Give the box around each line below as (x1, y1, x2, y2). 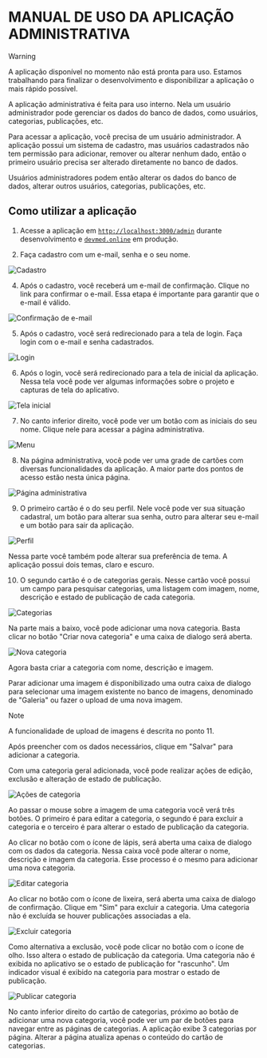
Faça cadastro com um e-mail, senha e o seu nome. (19, 249, 191, 259)
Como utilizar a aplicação (8, 205, 137, 218)
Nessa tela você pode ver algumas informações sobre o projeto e (19, 376, 235, 386)
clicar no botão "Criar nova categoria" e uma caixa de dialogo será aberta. (8, 631, 253, 641)
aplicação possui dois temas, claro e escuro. (8, 559, 155, 569)
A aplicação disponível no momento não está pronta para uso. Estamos (8, 66, 242, 76)
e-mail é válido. (19, 297, 71, 307)
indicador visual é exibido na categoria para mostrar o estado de (8, 967, 221, 976)
